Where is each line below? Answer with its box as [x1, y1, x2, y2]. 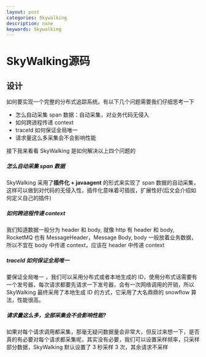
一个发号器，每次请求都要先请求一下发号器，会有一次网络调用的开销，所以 [6, 281, 194, 288]
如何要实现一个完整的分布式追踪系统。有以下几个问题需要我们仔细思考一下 [6, 98, 194, 106]
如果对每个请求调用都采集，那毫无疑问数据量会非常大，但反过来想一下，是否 [6, 328, 200, 336]
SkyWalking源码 [6, 55, 90, 68]
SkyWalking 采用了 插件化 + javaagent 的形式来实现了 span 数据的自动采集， [6, 179, 199, 186]
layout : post [6, 9, 40, 15]
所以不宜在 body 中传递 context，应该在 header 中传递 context [6, 242, 165, 249]
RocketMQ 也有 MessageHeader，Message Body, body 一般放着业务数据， [6, 234, 197, 241]
